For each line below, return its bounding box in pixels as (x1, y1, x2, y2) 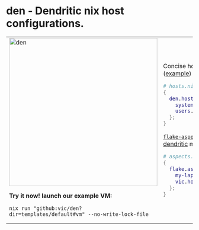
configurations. (6, 17, 84, 30)
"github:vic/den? (33, 205, 82, 212)
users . (175, 108, 194, 114)
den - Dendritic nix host (6, 4, 124, 18)
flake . (169, 166, 188, 172)
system (175, 101, 194, 108)
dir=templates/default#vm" (9, 210, 85, 218)
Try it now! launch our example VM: (9, 191, 113, 200)
